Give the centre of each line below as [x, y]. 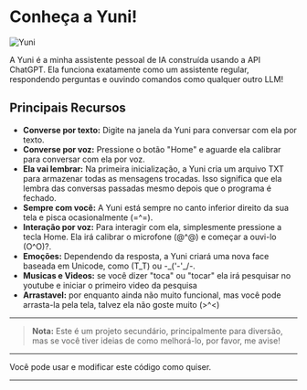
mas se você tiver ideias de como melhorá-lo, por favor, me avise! [156, 341]
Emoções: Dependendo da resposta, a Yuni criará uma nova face [146, 256]
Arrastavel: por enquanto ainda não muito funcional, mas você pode [152, 295]
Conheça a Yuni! [74, 17]
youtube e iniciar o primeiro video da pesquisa [110, 285]
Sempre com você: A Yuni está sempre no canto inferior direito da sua [156, 207]
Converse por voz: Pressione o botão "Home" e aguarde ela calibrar [152, 149]
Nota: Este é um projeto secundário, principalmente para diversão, [157, 331]
